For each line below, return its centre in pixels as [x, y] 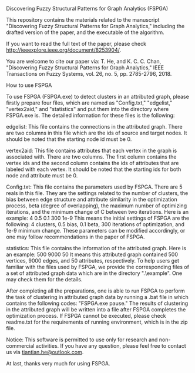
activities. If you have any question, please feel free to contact [111, 346]
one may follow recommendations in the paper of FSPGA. [75, 237]
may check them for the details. [44, 279]
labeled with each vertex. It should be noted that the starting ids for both [94, 169]
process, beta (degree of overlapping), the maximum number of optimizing [96, 206]
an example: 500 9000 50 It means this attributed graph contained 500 [92, 254]
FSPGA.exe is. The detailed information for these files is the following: [90, 115]
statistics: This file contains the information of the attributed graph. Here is [96, 248]
